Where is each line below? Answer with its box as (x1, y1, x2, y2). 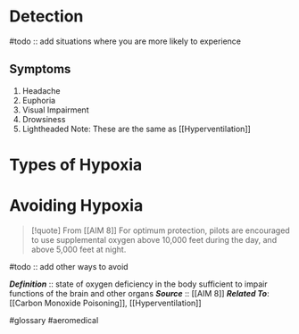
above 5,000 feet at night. (30, 244, 127, 255)
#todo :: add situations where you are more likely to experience (9, 36, 242, 46)
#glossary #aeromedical (9, 314, 99, 325)
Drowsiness (21, 113, 66, 124)
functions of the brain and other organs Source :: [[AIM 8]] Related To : (9, 288, 270, 298)
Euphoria (21, 95, 56, 105)
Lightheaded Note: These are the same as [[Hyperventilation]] (21, 123, 252, 134)
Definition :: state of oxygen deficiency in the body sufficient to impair (9, 279, 268, 289)
